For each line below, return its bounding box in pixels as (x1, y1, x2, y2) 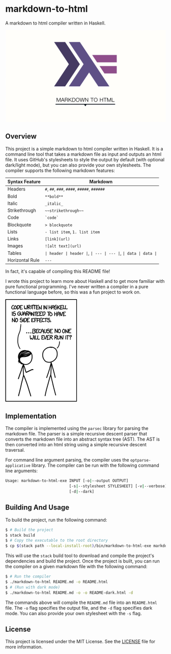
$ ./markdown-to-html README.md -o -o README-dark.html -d (5, 590, 133, 595)
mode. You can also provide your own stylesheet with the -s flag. (5, 610, 142, 616)
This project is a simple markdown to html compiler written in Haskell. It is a (5, 146, 163, 152)
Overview (5, 132, 37, 141)
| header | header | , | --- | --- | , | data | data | (45, 250, 157, 256)
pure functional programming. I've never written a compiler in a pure (5, 284, 149, 290)
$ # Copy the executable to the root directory (5, 538, 108, 543)
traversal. (5, 447, 25, 453)
